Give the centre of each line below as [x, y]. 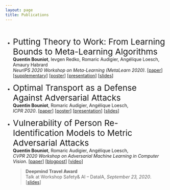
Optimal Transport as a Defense [75, 88]
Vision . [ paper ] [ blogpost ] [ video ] [48, 161]
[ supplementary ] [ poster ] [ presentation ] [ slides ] [63, 75]
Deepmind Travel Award [51, 171]
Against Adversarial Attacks [67, 98]
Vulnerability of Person [57, 123]
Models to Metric [99, 133]
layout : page [19, 10]
